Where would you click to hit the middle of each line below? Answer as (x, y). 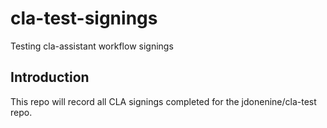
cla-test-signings (84, 18)
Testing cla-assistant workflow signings (92, 46)
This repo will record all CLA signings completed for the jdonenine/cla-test (163, 101)
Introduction (50, 77)
